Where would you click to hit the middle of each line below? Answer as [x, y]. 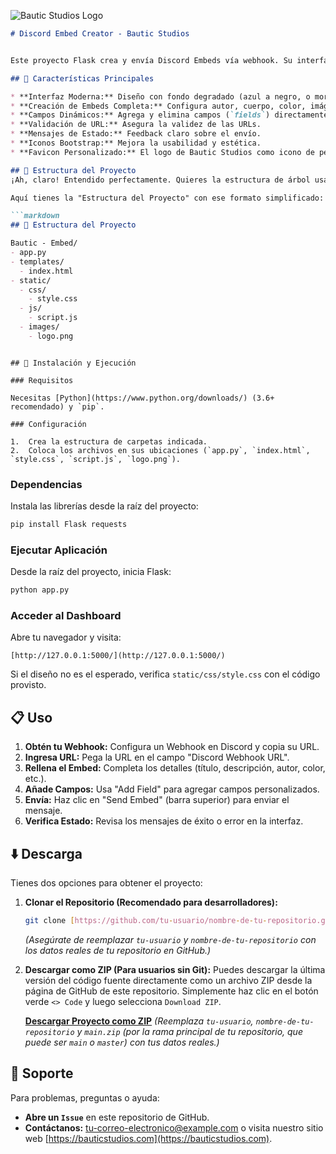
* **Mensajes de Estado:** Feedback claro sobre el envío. [136, 134]
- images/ [39, 327]
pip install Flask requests [69, 525]
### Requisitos [42, 380]
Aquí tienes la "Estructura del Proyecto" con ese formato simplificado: [167, 198]
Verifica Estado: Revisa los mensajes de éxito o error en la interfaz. [164, 821]
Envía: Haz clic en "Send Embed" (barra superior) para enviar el [157, 800]
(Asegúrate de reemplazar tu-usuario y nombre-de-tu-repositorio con [170, 939]
